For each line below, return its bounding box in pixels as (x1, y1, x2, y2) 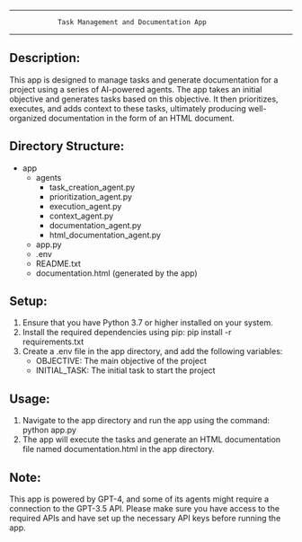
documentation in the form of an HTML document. (48, 112, 235, 123)
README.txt (35, 258, 81, 269)
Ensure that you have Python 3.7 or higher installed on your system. (22, 317, 274, 328)
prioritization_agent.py (49, 191, 133, 202)
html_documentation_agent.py (49, 229, 162, 240)
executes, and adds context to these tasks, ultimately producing (9, 102, 247, 113)
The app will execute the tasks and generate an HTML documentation (22, 434, 281, 445)
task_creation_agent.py (49, 182, 136, 192)
